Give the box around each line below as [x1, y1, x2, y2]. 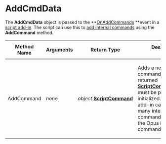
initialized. [137, 95, 162, 102]
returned [137, 77, 158, 84]
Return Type [90, 46, 120, 53]
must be [137, 89, 157, 96]
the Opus [137, 119, 159, 126]
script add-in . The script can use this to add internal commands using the [5, 24, 155, 30]
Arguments [46, 46, 73, 53]
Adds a [137, 64, 154, 71]
